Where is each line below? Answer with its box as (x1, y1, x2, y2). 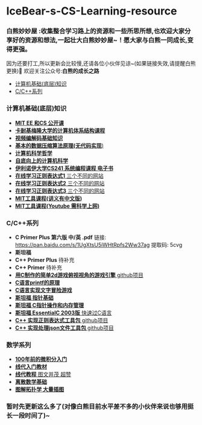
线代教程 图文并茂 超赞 (14, 371, 71, 378)
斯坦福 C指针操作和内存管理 (14, 302, 84, 309)
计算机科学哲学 (14, 149, 52, 156)
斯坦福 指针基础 (14, 294, 54, 301)
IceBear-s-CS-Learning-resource (6, 4, 177, 18)
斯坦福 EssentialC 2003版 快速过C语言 (14, 309, 112, 316)
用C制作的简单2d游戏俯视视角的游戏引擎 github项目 (14, 272, 144, 279)
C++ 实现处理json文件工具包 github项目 (14, 324, 115, 331)
